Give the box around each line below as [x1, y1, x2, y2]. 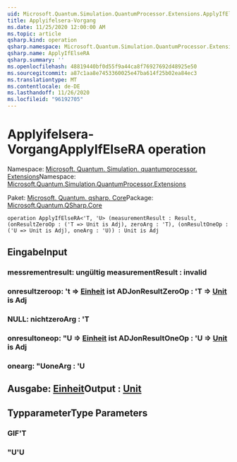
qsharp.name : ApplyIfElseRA [7, 50, 90, 57]
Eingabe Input [7, 246, 68, 258]
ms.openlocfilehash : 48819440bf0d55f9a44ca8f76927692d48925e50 [7, 63, 197, 70]
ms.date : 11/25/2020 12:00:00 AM [7, 23, 106, 30]
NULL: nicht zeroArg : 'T [7, 314, 90, 324]
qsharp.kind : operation [7, 37, 78, 44]
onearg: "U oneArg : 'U [7, 361, 85, 371]
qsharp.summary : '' [7, 57, 65, 64]
